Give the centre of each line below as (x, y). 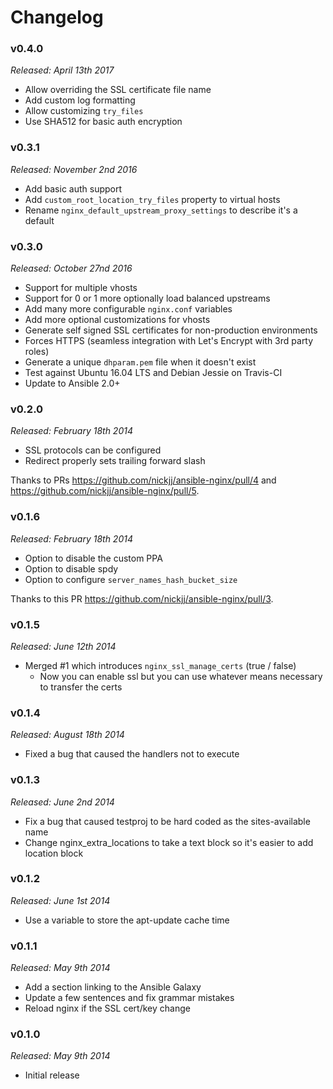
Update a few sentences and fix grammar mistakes (129, 998)
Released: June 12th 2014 (63, 646)
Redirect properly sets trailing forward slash (115, 461)
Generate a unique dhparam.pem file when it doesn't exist (140, 362)
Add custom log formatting (80, 100)
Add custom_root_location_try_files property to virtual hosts (152, 199)
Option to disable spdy (71, 568)
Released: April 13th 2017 (62, 70)
